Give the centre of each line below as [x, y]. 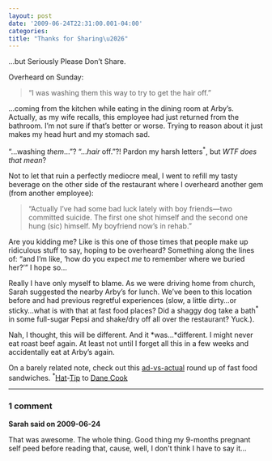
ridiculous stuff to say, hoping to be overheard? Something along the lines [132, 250]
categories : [28, 31]
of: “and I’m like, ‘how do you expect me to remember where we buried [127, 258]
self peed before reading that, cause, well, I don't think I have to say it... [127, 448]
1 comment [30, 406]
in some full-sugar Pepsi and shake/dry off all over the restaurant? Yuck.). [132, 319]
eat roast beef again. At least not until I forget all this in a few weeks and [129, 343]
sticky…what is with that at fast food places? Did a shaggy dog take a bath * [134, 309]
